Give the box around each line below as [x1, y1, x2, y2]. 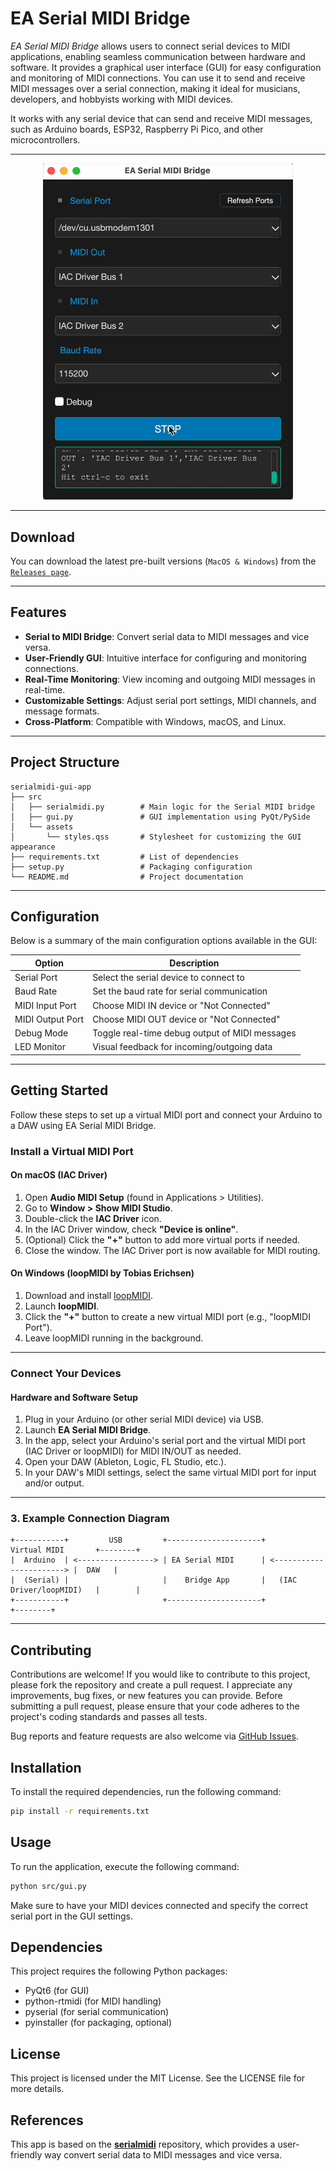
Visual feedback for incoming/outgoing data [92, 1041, 273, 1053]
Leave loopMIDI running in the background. [24, 1332, 204, 1344]
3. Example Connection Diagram [10, 1512, 170, 1526]
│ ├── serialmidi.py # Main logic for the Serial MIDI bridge [10, 802, 315, 812]
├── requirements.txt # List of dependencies [10, 852, 240, 862]
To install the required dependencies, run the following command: [10, 1786, 282, 1798]
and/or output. [24, 1477, 85, 1489]
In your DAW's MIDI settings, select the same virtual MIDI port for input [24, 1467, 317, 1479]
